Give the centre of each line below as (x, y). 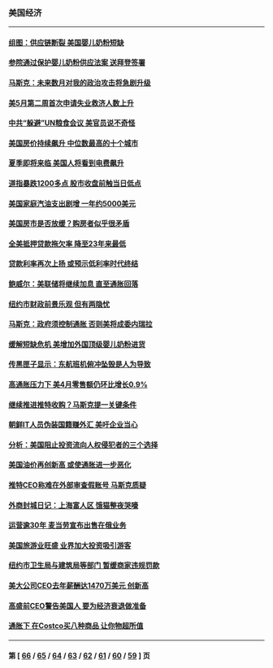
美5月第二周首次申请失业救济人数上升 (71, 102)
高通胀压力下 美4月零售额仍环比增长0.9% (78, 384)
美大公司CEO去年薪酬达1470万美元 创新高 (78, 585)
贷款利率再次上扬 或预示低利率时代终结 (74, 264)
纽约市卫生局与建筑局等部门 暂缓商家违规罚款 (84, 566)
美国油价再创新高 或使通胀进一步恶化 (70, 465)
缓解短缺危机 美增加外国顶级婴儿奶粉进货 (77, 344)
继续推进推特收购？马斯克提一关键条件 (72, 405)
